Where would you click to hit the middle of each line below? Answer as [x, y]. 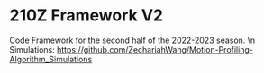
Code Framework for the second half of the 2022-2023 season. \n [132, 40]
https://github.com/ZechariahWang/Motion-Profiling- [155, 49]
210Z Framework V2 [86, 16]
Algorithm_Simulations [51, 59]
